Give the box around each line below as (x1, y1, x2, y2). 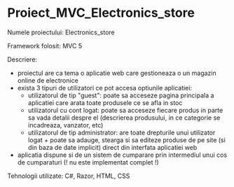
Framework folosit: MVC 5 (7, 41, 83, 50)
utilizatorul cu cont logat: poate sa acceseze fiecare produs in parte (27, 106, 223, 114)
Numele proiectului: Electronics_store (7, 28, 116, 36)
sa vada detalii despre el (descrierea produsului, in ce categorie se (27, 113, 221, 122)
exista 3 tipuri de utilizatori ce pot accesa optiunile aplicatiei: (17, 83, 193, 92)
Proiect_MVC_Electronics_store (7, 5, 195, 21)
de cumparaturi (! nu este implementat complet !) (17, 158, 159, 166)
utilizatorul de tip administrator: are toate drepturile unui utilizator (27, 128, 216, 137)
